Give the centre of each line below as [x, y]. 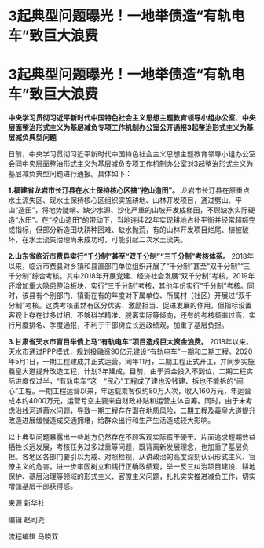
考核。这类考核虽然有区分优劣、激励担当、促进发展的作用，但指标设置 [139, 305]
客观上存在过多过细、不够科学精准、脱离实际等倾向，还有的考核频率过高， [128, 315]
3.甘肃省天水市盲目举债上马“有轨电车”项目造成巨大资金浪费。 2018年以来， [131, 342]
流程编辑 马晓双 [33, 536]
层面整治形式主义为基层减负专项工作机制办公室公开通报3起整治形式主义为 [128, 127]
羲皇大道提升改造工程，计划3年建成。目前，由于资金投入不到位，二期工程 [127, 371]
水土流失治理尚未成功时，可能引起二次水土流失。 [108, 240]
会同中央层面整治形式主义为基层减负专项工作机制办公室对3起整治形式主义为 [131, 164]
